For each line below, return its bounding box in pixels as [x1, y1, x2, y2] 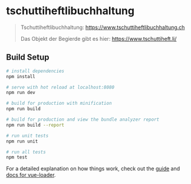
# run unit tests [6, 133, 49, 138]
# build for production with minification [6, 101, 112, 106]
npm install [6, 73, 35, 79]
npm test [6, 154, 28, 160]
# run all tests [6, 149, 46, 155]
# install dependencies [6, 68, 65, 74]
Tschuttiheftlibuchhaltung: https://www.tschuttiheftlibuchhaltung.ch [20, 24, 185, 31]
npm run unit [6, 138, 38, 144]
